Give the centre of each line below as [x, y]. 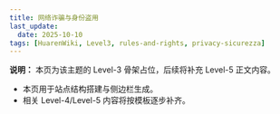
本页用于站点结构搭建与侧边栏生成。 [90, 89]
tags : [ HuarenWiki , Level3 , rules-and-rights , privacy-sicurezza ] [137, 43]
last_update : [34, 26]
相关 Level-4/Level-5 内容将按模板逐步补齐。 [106, 100]
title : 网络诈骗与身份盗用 [54, 18]
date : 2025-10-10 [50, 34]
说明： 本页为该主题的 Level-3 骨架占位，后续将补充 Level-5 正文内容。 [143, 70]
